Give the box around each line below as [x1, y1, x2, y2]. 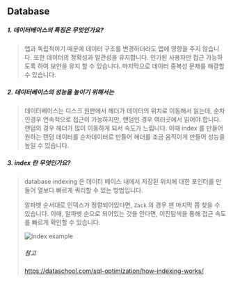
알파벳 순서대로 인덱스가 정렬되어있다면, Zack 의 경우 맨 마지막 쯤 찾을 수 [24, 201, 220, 209]
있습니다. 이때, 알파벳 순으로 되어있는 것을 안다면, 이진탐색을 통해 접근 [24, 210, 214, 218]
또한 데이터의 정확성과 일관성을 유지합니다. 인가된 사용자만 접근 [33, 53, 204, 62]
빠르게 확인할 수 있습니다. [31, 218, 101, 226]
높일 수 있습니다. [24, 142, 70, 150]
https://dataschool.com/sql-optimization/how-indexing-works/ [24, 267, 204, 275]
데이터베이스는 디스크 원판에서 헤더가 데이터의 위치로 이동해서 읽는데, [24, 107, 212, 115]
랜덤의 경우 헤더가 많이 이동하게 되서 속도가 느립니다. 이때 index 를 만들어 [24, 124, 224, 133]
